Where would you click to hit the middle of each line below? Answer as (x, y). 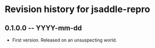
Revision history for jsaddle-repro (77, 9)
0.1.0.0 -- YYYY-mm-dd (43, 28)
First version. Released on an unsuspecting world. (65, 40)
